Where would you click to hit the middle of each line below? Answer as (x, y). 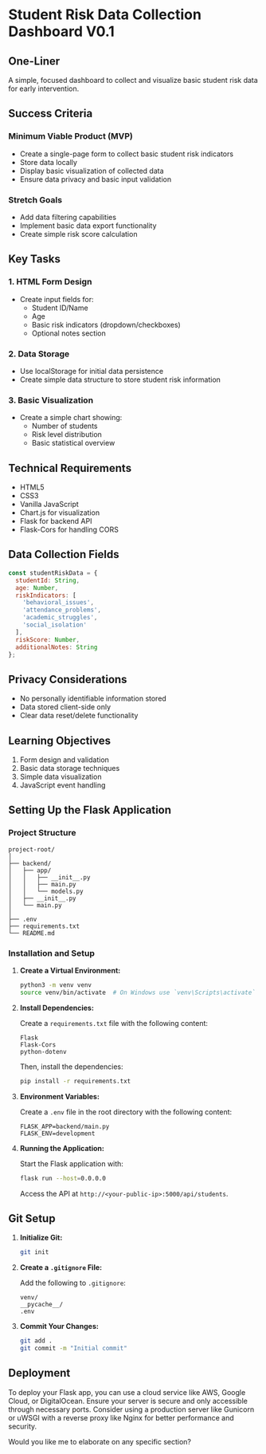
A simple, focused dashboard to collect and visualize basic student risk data (133, 80)
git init (34, 1252)
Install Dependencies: (57, 1008)
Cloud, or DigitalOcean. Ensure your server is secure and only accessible (128, 1401)
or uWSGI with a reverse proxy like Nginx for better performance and (121, 1417)
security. (23, 1426)
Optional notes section (68, 333)
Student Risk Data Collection (105, 15)
